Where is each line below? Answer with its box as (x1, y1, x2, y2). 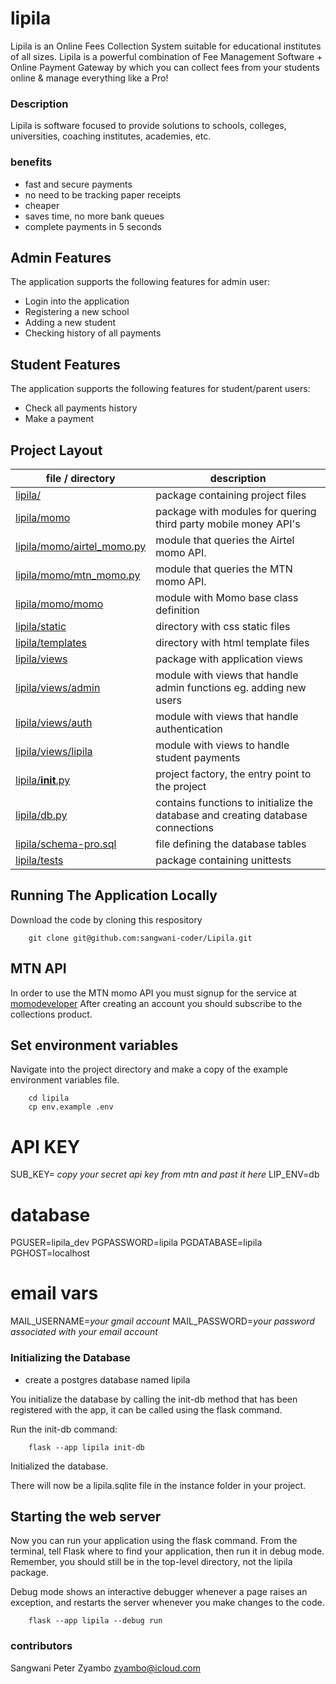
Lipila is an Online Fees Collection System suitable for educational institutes (10, 40, 322, 52)
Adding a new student (24, 317, 116, 329)
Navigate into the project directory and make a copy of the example (10, 1063, 288, 1076)
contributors (10, 1639, 73, 1653)
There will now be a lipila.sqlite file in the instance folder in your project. (10, 1479, 307, 1491)
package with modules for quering (155, 504, 317, 518)
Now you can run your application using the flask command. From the (10, 1535, 298, 1547)
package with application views (155, 652, 304, 666)
